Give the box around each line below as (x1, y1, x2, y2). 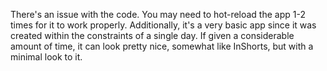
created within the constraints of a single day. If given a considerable (10, 30, 295, 41)
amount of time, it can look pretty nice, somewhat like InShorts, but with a (10, 40, 314, 52)
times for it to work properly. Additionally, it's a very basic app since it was (10, 19, 317, 31)
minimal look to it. (10, 51, 83, 63)
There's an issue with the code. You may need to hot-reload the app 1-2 (10, 9, 306, 20)
